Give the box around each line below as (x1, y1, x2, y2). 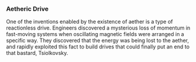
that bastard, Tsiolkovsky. (6, 50, 68, 57)
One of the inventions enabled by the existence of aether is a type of (6, 18, 173, 25)
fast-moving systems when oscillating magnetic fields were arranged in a (6, 31, 184, 38)
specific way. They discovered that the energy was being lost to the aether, (6, 37, 189, 44)
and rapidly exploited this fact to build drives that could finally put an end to (6, 43, 190, 50)
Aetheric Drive (6, 5, 49, 13)
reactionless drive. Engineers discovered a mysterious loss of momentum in (6, 24, 191, 31)
